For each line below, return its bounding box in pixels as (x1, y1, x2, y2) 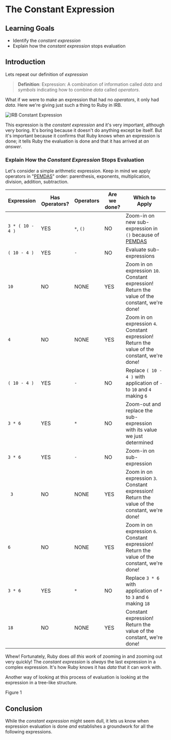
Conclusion (5, 704, 43, 713)
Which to (133, 194, 156, 201)
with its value (125, 426, 157, 433)
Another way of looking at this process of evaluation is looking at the (5, 674, 149, 680)
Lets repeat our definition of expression (5, 71, 88, 77)
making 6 (125, 392, 148, 400)
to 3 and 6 (125, 594, 149, 601)
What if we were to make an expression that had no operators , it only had (5, 96, 159, 103)
